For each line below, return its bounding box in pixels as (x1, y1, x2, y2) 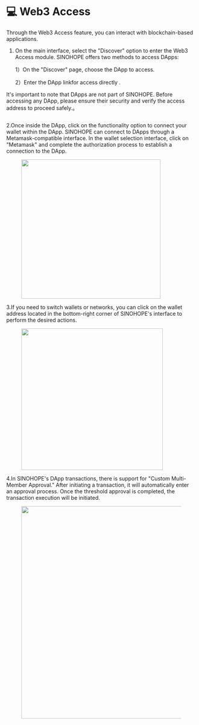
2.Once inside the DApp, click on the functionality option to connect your (6, 121, 187, 129)
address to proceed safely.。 (6, 104, 78, 112)
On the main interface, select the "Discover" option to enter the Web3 (14, 46, 188, 54)
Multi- (171, 474, 187, 482)
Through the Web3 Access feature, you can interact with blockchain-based (6, 28, 194, 36)
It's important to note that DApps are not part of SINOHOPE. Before (6, 91, 173, 98)
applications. (6, 35, 38, 42)
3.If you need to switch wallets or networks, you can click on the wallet (6, 303, 183, 311)
